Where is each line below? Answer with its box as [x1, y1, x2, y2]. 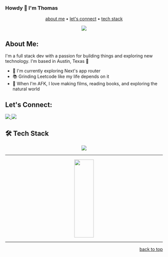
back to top [139, 246, 163, 252]
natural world [12, 86, 40, 92]
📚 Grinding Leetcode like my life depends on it [12, 73, 109, 79]
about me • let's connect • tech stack [45, 16, 123, 22]
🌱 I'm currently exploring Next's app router [12, 68, 101, 74]
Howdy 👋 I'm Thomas [5, 4, 58, 11]
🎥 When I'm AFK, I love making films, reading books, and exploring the [12, 81, 157, 87]
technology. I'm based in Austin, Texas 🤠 [5, 58, 89, 64]
